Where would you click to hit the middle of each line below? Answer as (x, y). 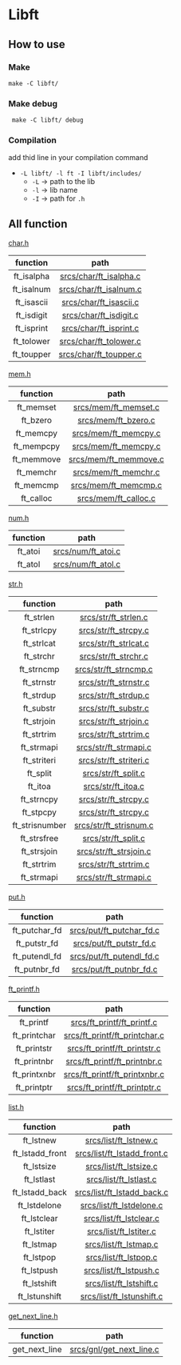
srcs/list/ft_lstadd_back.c (122, 1192)
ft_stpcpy (39, 812)
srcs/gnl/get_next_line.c (114, 1350)
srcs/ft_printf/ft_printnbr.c (114, 1062)
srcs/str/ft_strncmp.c (114, 670)
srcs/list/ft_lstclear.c (121, 1219)
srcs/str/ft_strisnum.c (114, 826)
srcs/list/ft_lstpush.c (121, 1271)
